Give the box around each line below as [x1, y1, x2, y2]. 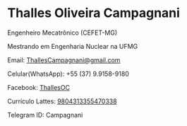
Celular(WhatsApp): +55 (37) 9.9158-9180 [7, 69, 129, 78]
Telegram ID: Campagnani [7, 110, 83, 119]
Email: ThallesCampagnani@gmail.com [7, 55, 121, 64]
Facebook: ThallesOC [7, 83, 71, 91]
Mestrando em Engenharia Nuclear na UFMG [7, 42, 138, 50]
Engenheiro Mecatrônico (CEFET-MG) [7, 28, 118, 37]
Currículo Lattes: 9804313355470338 [7, 97, 118, 105]
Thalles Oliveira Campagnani [7, 5, 180, 21]
